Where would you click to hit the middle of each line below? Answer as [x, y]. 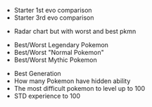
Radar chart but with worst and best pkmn [75, 31]
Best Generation [37, 74]
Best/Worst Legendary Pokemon [61, 45]
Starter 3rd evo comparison [54, 18]
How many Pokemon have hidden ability [72, 81]
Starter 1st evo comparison [53, 10]
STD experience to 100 [47, 96]
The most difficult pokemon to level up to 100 [80, 88]
